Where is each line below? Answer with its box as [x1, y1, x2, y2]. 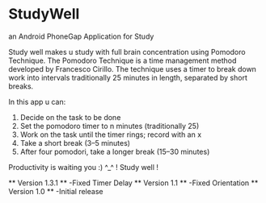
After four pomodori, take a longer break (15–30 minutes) [19, 147, 210, 156]
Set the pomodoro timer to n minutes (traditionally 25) [19, 121, 200, 130]
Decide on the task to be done [19, 112, 121, 122]
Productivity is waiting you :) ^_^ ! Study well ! [8, 162, 159, 172]
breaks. [8, 81, 34, 91]
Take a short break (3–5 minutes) [19, 138, 131, 147]
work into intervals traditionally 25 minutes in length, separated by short [8, 72, 248, 82]
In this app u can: [8, 97, 66, 106]
